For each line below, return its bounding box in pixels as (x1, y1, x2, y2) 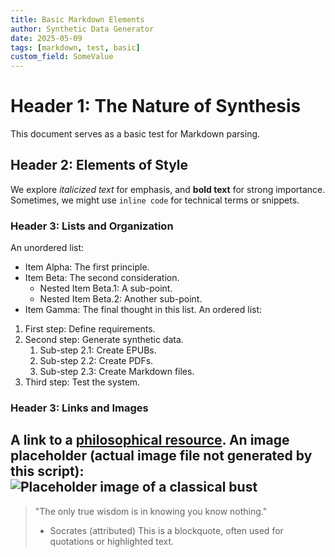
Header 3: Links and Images (10, 401, 149, 415)
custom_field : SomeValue (10, 52, 114, 62)
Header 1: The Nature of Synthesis (10, 95, 302, 118)
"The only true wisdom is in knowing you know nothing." (34, 505, 268, 517)
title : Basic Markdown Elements (10, 14, 145, 25)
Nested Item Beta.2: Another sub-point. (39, 293, 203, 305)
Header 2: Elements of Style (10, 157, 189, 174)
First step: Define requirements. (24, 323, 156, 335)
